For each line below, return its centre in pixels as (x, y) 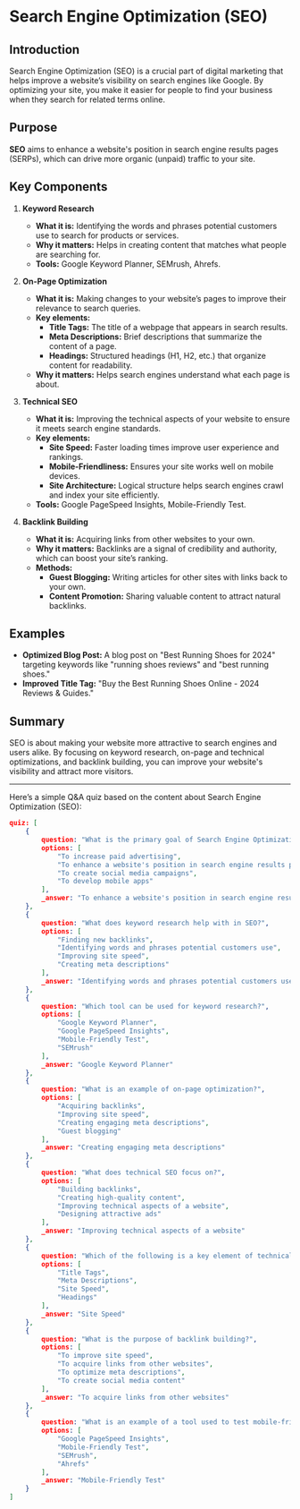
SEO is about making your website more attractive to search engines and (143, 743)
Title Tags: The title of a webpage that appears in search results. (168, 327)
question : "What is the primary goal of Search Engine (146, 840)
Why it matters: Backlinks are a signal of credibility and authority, (156, 549)
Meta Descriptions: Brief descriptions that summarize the (155, 337)
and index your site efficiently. (104, 495)
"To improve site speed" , (105, 1356)
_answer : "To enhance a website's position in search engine (158, 898)
